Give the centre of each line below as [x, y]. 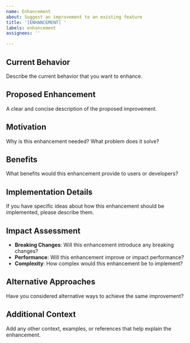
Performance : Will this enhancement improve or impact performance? [99, 257]
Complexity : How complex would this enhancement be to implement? [99, 263]
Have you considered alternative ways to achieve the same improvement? [95, 296]
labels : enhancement [31, 28]
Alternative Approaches [51, 282]
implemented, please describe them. [50, 212]
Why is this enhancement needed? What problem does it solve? [83, 141]
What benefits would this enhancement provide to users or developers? [92, 174]
